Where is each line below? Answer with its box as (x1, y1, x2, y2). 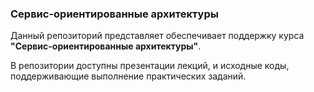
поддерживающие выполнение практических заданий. (10, 70, 247, 82)
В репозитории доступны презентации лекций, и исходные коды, (10, 60, 290, 72)
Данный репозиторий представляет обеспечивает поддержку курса (10, 30, 305, 42)
